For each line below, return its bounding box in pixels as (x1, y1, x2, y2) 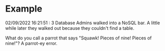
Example (5, 3, 42, 15)
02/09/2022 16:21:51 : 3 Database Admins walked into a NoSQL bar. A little (5, 20, 160, 26)
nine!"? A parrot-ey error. (5, 40, 58, 46)
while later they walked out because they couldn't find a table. (5, 25, 135, 31)
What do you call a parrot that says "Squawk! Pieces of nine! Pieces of (5, 35, 152, 41)
